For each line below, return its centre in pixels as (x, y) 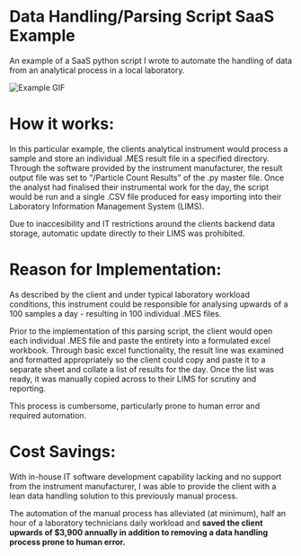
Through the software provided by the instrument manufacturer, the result (146, 167)
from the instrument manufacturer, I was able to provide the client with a (143, 486)
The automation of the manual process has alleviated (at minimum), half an (148, 513)
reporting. (28, 388)
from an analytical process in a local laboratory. (97, 70)
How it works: (62, 124)
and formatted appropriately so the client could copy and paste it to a (137, 359)
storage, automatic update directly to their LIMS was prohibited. (127, 233)
